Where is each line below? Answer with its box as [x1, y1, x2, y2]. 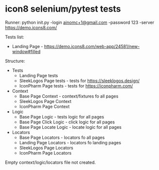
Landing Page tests [19, 72, 58, 78]
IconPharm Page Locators [19, 150, 72, 156]
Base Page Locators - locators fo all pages [19, 135, 105, 140]
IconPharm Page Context [19, 103, 70, 109]
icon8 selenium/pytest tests [5, 3, 121, 15]
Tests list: [5, 34, 24, 40]
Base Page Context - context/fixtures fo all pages [19, 93, 119, 99]
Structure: [5, 58, 25, 64]
